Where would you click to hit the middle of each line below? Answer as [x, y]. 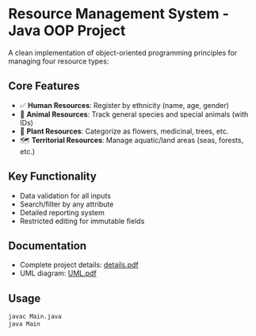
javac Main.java [35, 317]
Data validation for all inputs [65, 195]
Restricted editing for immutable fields [82, 221]
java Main [25, 324]
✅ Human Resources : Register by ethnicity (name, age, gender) [124, 105]
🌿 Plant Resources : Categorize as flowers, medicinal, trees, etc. [124, 131]
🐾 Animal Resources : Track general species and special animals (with [134, 114]
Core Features [44, 86]
